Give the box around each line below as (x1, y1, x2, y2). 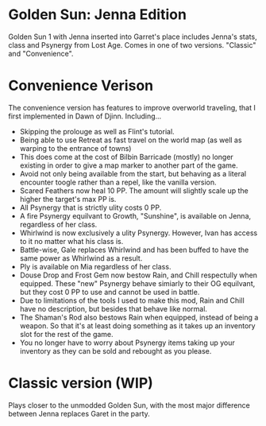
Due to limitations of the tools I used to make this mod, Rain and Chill (19, 296, 245, 305)
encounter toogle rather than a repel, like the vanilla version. (19, 177, 217, 187)
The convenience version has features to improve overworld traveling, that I (8, 103, 256, 112)
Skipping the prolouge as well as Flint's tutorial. (19, 126, 175, 136)
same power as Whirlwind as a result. (19, 253, 143, 263)
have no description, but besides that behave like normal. (19, 304, 208, 313)
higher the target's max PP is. (19, 194, 117, 203)
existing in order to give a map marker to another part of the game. (19, 161, 238, 170)
